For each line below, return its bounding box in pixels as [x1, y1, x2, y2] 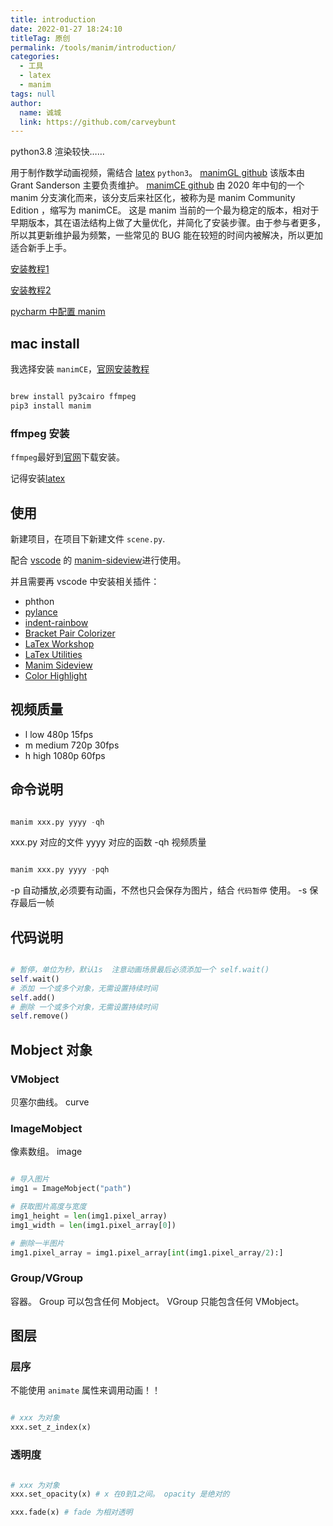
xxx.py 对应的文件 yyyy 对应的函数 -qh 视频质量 [10, 836, 207, 848]
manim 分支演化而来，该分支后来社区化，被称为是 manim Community [10, 192, 296, 204]
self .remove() [10, 1011, 70, 1021]
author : [10, 98, 43, 108]
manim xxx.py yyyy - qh [10, 817, 105, 827]
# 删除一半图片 [10, 1238, 65, 1248]
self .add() [10, 992, 56, 1003]
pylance [24, 606, 58, 618]
